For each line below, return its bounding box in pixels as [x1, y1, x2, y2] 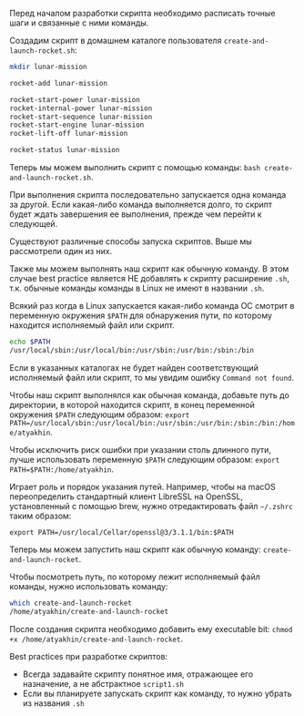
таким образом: [9, 510, 72, 521]
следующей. [9, 219, 58, 229]
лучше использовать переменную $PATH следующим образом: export [9, 454, 280, 465]
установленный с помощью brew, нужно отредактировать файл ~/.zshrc [9, 500, 293, 511]
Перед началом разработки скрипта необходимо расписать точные [9, 8, 276, 18]
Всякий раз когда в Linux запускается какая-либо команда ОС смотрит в [9, 301, 295, 311]
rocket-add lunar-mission [9, 78, 107, 87]
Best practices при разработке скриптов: [9, 650, 168, 661]
